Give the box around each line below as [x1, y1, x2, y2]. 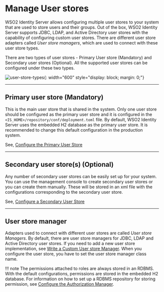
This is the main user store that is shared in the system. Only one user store [5, 106, 157, 112]
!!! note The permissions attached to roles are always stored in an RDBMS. [5, 266, 154, 271]
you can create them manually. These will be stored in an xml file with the [5, 184, 153, 190]
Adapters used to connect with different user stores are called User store [5, 230, 152, 236]
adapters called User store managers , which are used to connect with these [5, 40, 158, 45]
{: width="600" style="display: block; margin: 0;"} [43, 74, 144, 80]
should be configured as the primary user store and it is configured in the [5, 111, 152, 117]
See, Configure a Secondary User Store [5, 199, 85, 204]
